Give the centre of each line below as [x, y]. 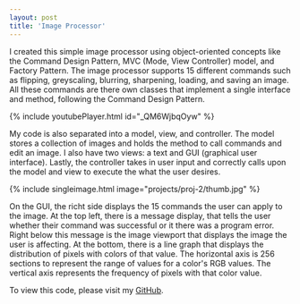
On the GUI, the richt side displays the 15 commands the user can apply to [146, 206]
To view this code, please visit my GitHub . [86, 290]
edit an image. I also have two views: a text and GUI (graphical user [133, 152]
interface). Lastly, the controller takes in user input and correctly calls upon [148, 162]
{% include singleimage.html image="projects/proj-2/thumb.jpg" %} [135, 189]
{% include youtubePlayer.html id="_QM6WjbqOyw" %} [112, 116]
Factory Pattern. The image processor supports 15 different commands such [150, 70]
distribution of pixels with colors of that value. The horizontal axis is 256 [142, 253]
